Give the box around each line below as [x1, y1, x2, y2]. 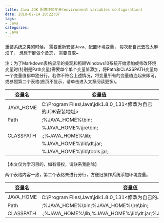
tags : [5, 16, 16, 21]
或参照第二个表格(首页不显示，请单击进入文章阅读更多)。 [5, 79, 120, 84]
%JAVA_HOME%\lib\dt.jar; [41, 140, 102, 147]
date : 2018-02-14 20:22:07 [5, 12, 60, 17]
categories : [5, 25, 29, 30]
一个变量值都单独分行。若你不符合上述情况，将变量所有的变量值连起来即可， [5, 73, 159, 78]
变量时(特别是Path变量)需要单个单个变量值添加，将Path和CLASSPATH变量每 [5, 66, 159, 72]
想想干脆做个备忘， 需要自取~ [19, 50, 79, 56]
